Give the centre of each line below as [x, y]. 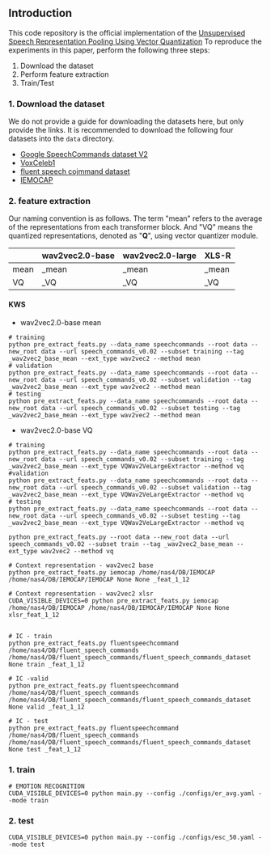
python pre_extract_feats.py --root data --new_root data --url [119, 537]
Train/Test [37, 83]
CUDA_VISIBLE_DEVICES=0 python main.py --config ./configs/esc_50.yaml [131, 838]
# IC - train [30, 636]
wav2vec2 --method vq [77, 551]
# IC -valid [28, 679]
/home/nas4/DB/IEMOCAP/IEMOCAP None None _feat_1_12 [99, 579]
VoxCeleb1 [38, 163]
